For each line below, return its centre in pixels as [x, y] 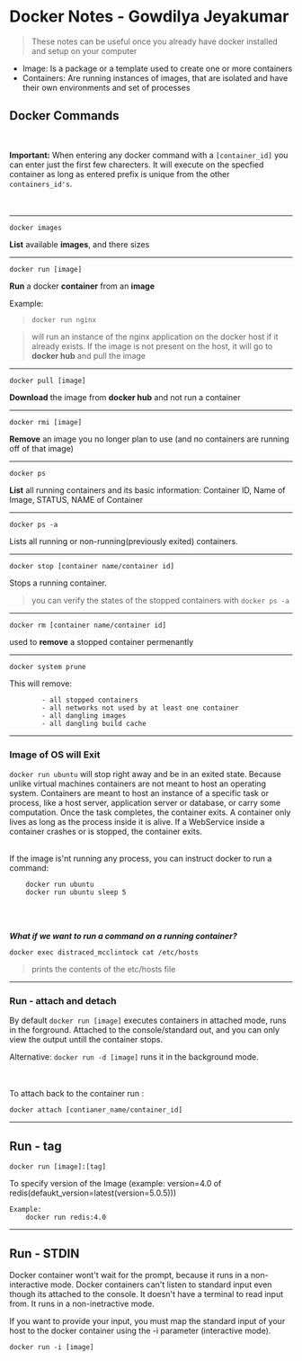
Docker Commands [64, 116]
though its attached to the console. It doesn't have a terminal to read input [147, 1294]
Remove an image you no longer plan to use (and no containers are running [149, 439]
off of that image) [42, 448]
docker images [36, 228]
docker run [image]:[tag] [58, 1167]
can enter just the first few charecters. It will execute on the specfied [137, 165]
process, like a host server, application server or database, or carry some [145, 803]
